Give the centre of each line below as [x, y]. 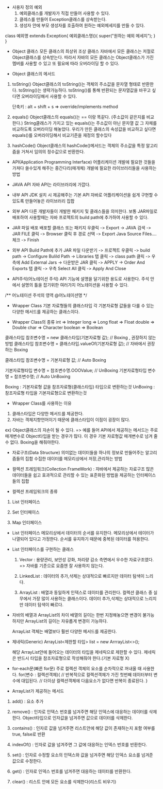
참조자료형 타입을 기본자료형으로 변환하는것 [46, 393]
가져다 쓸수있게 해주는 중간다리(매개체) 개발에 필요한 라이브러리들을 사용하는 [84, 168]
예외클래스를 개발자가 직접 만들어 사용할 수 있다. [65, 13]
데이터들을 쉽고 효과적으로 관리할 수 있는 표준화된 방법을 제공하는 [73, 475]
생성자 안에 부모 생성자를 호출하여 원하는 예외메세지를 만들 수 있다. [82, 25]
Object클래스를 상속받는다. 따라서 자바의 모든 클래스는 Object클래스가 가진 [83, 57]
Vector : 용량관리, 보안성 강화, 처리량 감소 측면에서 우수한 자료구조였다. [87, 560]
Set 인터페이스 [26, 512]
